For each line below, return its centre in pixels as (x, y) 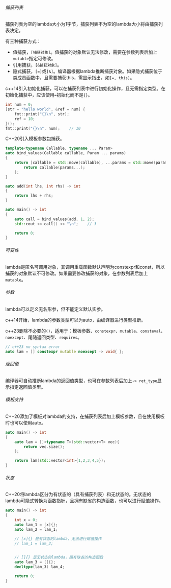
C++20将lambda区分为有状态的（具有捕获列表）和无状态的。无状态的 (78, 495)
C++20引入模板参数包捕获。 (35, 139)
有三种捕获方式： (23, 41)
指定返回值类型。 (27, 387)
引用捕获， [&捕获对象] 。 (37, 65)
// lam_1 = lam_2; (34, 544)
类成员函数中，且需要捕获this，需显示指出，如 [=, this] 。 (74, 78)
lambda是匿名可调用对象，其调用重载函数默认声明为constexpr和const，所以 (85, 267)
